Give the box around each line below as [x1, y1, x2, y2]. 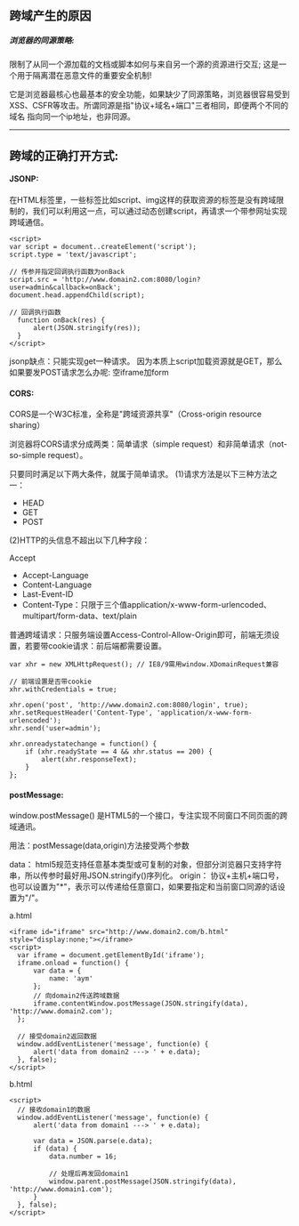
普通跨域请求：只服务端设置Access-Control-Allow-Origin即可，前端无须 [9, 630, 272, 641]
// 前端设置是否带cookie [9, 677, 92, 687]
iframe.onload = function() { [17, 959, 129, 968]
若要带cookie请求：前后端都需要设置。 [24, 641, 167, 651]
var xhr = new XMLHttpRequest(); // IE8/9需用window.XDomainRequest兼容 [9, 660, 279, 669]
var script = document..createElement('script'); [9, 242, 198, 251]
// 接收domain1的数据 [17, 1106, 91, 1115]
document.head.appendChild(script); [9, 290, 145, 300]
